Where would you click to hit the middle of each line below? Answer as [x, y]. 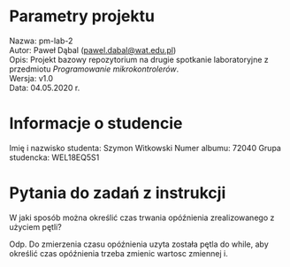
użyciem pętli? [35, 226]
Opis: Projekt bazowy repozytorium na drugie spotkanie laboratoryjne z [139, 59]
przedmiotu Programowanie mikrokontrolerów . [94, 69]
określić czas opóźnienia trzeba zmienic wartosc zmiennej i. [118, 253]
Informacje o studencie [96, 123]
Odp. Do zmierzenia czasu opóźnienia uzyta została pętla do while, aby [139, 244]
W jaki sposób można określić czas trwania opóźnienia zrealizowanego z [142, 217]
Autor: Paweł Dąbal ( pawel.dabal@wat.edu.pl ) [93, 50]
